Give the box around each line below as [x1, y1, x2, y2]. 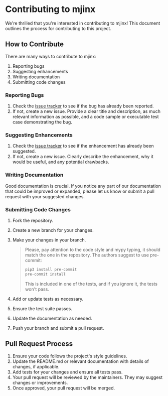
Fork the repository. [12, 217, 54, 223]
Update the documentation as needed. [12, 315, 92, 321]
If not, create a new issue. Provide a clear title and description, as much [12, 108, 160, 114]
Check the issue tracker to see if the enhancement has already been [12, 143, 154, 149]
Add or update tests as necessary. [12, 296, 84, 302]
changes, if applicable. [12, 363, 60, 369]
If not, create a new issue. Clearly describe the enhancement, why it [12, 154, 154, 160]
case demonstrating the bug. [12, 119, 73, 125]
